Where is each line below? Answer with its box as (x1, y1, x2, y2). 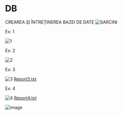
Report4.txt (14, 95, 37, 101)
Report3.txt (14, 76, 37, 82)
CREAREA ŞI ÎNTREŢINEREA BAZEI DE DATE (5, 19, 95, 25)
